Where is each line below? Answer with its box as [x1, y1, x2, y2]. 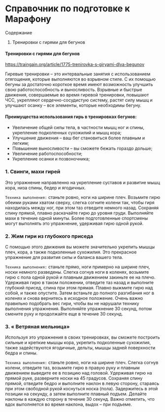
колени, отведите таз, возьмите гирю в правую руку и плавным [5, 365, 140, 371]
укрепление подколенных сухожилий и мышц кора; [12, 130, 122, 136]
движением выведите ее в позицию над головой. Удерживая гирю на [5, 370, 152, 376]
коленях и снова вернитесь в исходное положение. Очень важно [5, 295, 143, 301]
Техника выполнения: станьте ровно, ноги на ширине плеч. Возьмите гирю [5, 194, 161, 200]
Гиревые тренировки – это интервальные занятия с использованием [5, 71, 151, 77]
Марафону [5, 13, 52, 25]
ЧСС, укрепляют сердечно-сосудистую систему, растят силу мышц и [5, 97, 153, 103]
